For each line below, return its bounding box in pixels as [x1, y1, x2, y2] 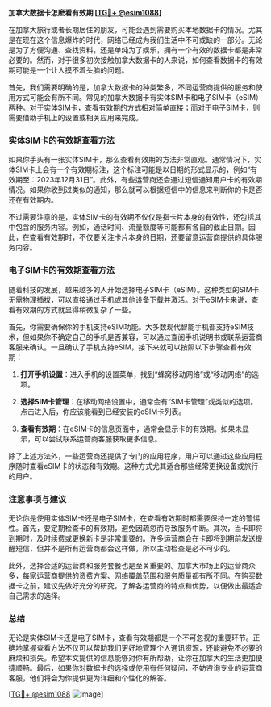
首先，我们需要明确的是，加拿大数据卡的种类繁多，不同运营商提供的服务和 [8, 82, 256, 92]
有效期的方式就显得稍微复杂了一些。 [15, 304, 135, 314]
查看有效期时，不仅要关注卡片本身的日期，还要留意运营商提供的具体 [29, 232, 256, 242]
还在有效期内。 [8, 195, 58, 205]
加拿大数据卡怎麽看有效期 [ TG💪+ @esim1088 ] [8, 8, 162, 17]
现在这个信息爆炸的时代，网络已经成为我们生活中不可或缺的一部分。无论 [22, 36, 263, 44]
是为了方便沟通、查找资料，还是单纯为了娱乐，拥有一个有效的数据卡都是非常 [8, 45, 263, 55]
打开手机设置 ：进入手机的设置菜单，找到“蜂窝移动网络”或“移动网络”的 [19, 369, 252, 379]
